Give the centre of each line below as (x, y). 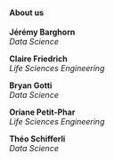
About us (27, 12)
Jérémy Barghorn (42, 32)
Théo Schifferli (37, 139)
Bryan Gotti (31, 85)
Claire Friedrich (39, 59)
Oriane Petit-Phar (42, 112)
